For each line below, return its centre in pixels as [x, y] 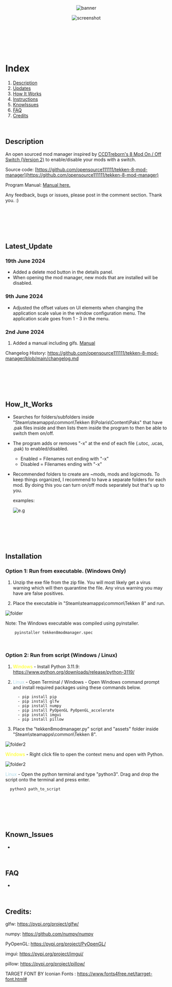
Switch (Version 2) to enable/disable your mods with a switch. [71, 159]
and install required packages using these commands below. [77, 687]
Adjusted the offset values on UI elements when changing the [78, 307]
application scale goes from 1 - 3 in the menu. [61, 318]
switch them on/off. [33, 433]
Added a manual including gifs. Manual [54, 343]
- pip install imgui [40, 715]
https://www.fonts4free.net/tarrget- [114, 974]
